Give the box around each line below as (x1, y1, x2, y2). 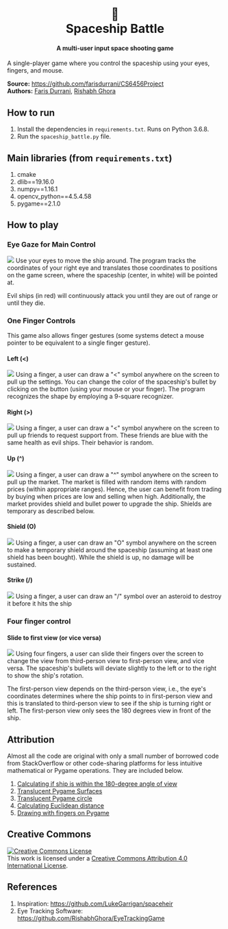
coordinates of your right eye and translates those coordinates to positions (7, 263, 218, 272)
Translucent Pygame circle (16, 794, 92, 802)
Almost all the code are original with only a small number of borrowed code (7, 752, 219, 760)
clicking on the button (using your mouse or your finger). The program (7, 385, 205, 393)
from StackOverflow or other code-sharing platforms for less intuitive (7, 759, 203, 767)
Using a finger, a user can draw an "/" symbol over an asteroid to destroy (15, 592, 222, 601)
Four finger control (7, 616, 71, 625)
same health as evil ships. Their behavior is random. (7, 438, 154, 447)
